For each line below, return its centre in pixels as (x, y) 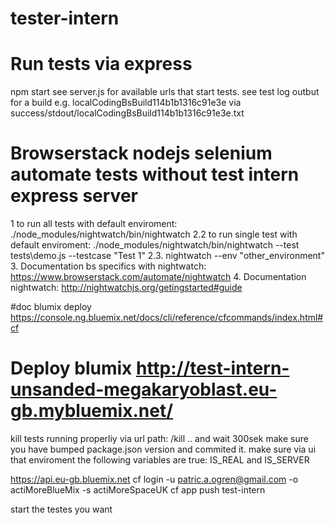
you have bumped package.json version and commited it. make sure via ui (163, 449)
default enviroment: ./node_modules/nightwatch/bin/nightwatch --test (155, 245)
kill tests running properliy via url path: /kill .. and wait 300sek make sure (159, 438)
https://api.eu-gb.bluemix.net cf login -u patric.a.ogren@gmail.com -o (154, 479)
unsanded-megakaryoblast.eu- (144, 389)
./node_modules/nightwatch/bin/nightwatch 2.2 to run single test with (154, 234)
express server (74, 196)
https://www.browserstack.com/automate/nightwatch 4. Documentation (158, 277)
